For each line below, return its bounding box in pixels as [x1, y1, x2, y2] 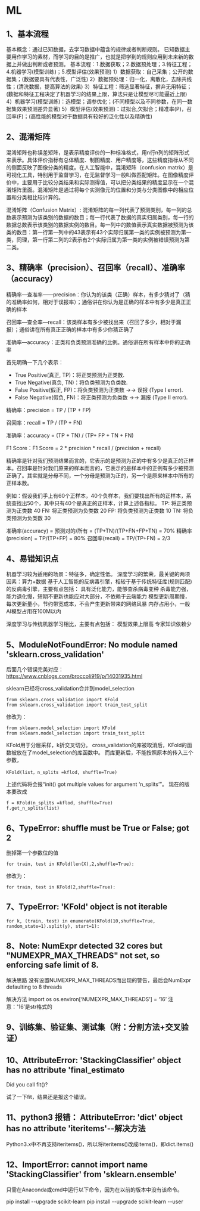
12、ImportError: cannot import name [6, 1160, 148, 1170]
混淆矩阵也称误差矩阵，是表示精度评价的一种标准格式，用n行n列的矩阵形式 [6, 148, 190, 156]
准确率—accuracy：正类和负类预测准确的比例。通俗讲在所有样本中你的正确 [6, 338, 190, 346]
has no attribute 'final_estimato [6, 1065, 125, 1075]
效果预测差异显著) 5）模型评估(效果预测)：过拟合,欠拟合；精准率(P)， [16, 106, 187, 112]
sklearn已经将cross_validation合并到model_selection [6, 685, 135, 692]
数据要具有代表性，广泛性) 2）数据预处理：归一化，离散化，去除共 [23, 76, 187, 82]
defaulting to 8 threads [6, 983, 62, 990]
